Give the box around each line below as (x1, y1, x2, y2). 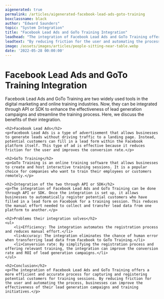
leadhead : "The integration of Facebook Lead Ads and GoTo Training (5, 35, 147, 40)
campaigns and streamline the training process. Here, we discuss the (5, 111, 144, 118)
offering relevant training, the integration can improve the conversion (5, 246, 159, 251)
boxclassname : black (5, 16, 47, 21)
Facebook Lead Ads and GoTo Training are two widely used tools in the (5, 96, 148, 102)
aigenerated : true (5, 7, 42, 12)
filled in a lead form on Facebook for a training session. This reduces (5, 199, 159, 204)
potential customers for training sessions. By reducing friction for (5, 276, 152, 281)
